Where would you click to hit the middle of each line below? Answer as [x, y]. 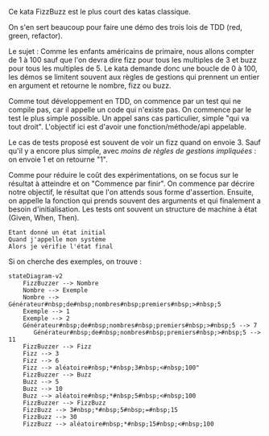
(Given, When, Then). [44, 218]
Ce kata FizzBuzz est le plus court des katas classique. [99, 12]
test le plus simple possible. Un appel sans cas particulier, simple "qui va [129, 118]
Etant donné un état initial [57, 232]
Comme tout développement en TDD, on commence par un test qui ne [125, 101]
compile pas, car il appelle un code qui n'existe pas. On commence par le [130, 109]
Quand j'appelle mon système [57, 240]
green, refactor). [35, 36]
